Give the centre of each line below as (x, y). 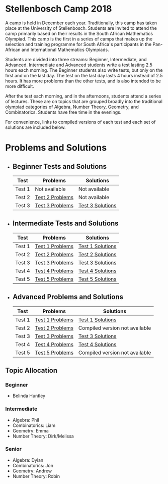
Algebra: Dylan (28, 460)
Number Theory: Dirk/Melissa (43, 436)
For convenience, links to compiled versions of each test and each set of (80, 122)
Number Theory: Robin (36, 476)
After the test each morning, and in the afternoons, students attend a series (83, 96)
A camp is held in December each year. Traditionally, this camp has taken (81, 23)
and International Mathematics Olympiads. (65, 50)
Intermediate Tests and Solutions (66, 224)
